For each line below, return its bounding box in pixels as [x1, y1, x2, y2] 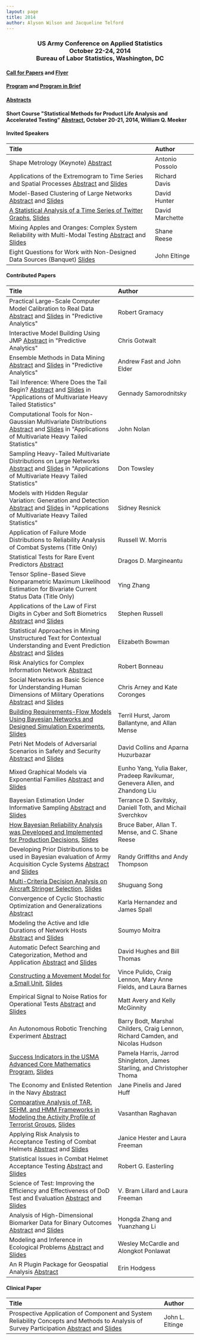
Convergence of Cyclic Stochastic [9, 894, 105, 903]
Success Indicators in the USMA [9, 1053, 99, 1061]
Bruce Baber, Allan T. [118, 821, 177, 829]
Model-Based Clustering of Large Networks [9, 189, 133, 197]
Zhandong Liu [118, 787, 157, 795]
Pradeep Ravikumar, [118, 772, 174, 780]
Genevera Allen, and [118, 779, 174, 787]
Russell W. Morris [118, 536, 167, 544]
